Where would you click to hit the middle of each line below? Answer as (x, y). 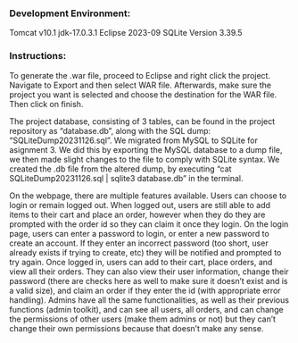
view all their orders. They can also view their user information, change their (149, 272)
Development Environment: (70, 13)
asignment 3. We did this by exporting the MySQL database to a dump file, (146, 149)
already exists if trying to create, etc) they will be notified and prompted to (145, 252)
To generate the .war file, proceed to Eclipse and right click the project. (140, 75)
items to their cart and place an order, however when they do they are (137, 214)
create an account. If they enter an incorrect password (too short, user (139, 243)
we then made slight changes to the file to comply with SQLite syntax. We (145, 159)
